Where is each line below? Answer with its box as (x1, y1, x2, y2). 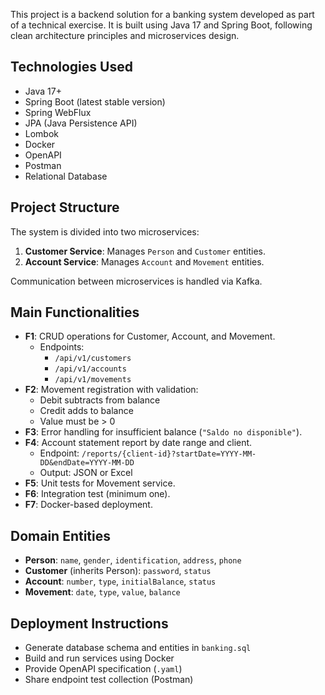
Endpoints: (39, 341, 85, 353)
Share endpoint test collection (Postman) (24, 674, 194, 686)
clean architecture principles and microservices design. (10, 30, 240, 41)
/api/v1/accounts (54, 364, 127, 374)
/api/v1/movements (54, 375, 132, 385)
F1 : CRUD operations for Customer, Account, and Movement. (24, 330, 276, 343)
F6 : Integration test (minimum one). (24, 488, 171, 500)
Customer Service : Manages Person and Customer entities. (24, 245, 267, 257)
